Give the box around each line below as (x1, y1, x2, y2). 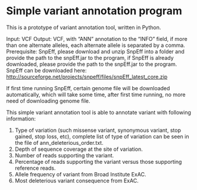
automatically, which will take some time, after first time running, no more (6, 91, 186, 98)
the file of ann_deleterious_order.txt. (14, 139, 104, 146)
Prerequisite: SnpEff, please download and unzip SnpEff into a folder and (6, 47, 185, 55)
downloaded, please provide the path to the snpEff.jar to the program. (6, 61, 177, 68)
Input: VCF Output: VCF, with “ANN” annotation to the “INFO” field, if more (6, 35, 187, 42)
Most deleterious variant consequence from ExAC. (14, 177, 139, 184)
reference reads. (14, 164, 56, 172)
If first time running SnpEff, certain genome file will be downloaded (6, 84, 170, 91)
